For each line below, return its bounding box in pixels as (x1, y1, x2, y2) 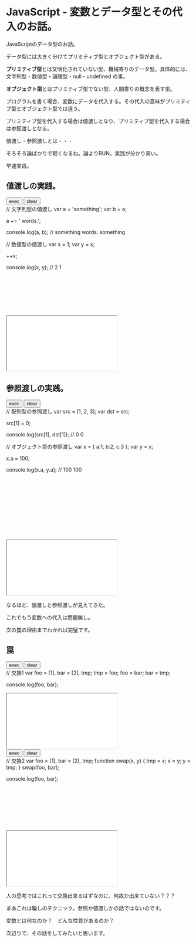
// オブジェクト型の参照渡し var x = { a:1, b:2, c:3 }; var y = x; (6, 443, 154, 450)
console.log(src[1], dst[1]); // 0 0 (6, 431, 84, 438)
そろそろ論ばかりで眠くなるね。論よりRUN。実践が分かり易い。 (6, 150, 161, 157)
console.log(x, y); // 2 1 (6, 263, 62, 270)
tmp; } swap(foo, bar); (6, 764, 60, 771)
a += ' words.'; (6, 217, 41, 224)
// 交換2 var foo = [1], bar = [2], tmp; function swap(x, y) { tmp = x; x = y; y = (6, 757, 191, 764)
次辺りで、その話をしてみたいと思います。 (6, 930, 109, 937)
